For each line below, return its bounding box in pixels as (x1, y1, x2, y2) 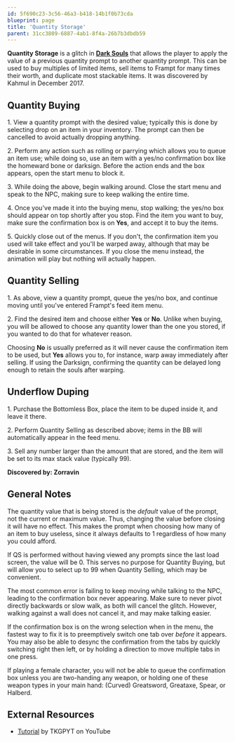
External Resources (7, 708, 95, 720)
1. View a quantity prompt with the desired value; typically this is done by (7, 118, 218, 126)
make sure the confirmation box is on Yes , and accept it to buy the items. (7, 219, 219, 227)
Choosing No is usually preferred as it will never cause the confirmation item (7, 343, 229, 351)
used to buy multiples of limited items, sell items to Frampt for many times (7, 64, 221, 72)
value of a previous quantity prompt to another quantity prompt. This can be (7, 57, 227, 65)
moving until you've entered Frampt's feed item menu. (7, 301, 163, 309)
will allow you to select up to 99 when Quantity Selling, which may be (7, 565, 208, 573)
